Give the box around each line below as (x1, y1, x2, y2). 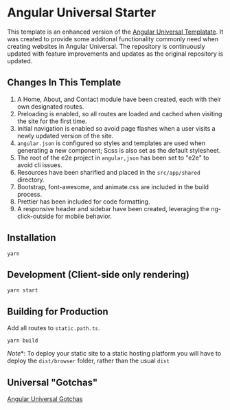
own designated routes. (16, 102, 84, 111)
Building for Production (7, 305, 108, 317)
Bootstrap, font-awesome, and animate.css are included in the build (16, 182, 209, 191)
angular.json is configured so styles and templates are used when (16, 139, 206, 147)
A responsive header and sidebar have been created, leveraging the (16, 204, 210, 213)
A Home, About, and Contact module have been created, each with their (16, 95, 222, 103)
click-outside (16, 212, 54, 220)
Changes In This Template (7, 77, 122, 89)
